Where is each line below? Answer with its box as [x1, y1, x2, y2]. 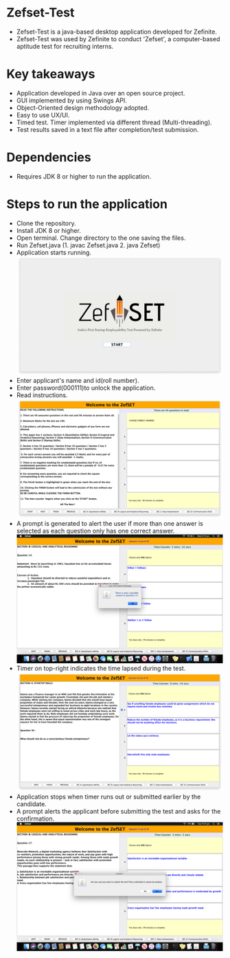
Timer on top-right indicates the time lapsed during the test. [16, 664, 186, 672]
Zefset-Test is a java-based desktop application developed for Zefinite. [16, 27, 218, 36]
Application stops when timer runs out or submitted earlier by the [16, 792, 201, 801]
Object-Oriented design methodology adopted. [16, 103, 150, 111]
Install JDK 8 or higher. [16, 226, 82, 234]
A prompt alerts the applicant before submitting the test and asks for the [16, 807, 221, 815]
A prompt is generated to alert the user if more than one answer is [16, 519, 203, 527]
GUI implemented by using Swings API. [16, 96, 128, 104]
